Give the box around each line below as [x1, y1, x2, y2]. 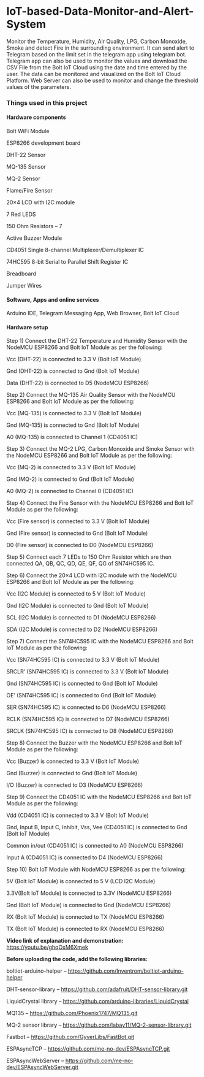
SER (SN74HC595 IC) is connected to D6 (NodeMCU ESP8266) [6, 703, 167, 711]
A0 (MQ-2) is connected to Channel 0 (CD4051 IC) [6, 488, 134, 495]
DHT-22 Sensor [6, 151, 46, 159]
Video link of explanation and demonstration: [6, 937, 124, 945]
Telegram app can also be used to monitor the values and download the [6, 57, 188, 64]
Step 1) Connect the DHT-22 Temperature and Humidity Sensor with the [6, 337, 188, 345]
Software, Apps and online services [6, 296, 99, 303]
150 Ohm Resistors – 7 [6, 223, 62, 230]
